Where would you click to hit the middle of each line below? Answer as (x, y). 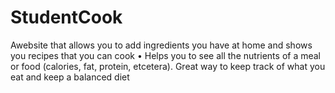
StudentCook (66, 17)
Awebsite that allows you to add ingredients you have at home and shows (161, 45)
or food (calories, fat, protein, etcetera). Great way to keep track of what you (168, 66)
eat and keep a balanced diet (70, 77)
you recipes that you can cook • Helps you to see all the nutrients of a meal (166, 55)
